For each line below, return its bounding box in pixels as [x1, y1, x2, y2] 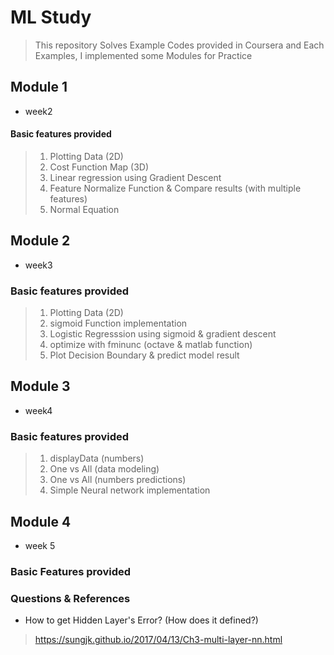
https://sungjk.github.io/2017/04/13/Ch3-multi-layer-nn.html [34, 634, 283, 646]
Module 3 [10, 378, 71, 395]
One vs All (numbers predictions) [49, 474, 187, 486]
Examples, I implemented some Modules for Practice [34, 49, 253, 61]
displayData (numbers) [49, 452, 145, 465]
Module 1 [10, 79, 68, 96]
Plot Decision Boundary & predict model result [49, 349, 240, 361]
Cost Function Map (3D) [49, 161, 150, 173]
